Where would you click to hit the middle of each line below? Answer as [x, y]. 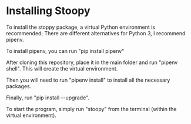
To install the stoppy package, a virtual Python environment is [81, 27]
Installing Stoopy [48, 11]
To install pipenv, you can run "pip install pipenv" [65, 51]
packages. [19, 86]
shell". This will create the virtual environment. [62, 68]
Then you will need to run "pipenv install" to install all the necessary [88, 80]
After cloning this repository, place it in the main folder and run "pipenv [92, 62]
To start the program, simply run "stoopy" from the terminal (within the [91, 109]
